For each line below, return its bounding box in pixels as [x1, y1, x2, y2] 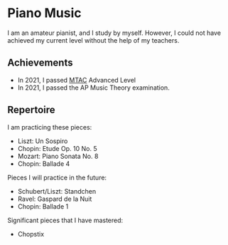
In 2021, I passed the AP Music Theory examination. [17, 83, 170, 92]
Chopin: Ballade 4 [17, 159, 70, 168]
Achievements [7, 57, 73, 69]
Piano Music [7, 5, 82, 21]
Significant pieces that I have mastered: [7, 216, 124, 224]
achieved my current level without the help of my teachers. [7, 36, 180, 44]
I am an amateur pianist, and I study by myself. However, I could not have [7, 28, 222, 37]
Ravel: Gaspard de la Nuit [17, 194, 92, 203]
